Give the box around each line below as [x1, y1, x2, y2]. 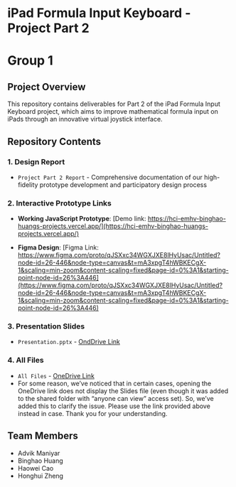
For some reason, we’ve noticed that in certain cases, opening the [17, 379, 212, 387]
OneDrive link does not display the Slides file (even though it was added [17, 386, 229, 395]
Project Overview [7, 80, 86, 93]
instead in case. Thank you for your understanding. [17, 409, 168, 417]
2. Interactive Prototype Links [7, 198, 112, 208]
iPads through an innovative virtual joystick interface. [7, 115, 163, 124]
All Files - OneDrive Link [17, 371, 95, 380]
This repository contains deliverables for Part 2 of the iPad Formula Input [7, 100, 220, 108]
